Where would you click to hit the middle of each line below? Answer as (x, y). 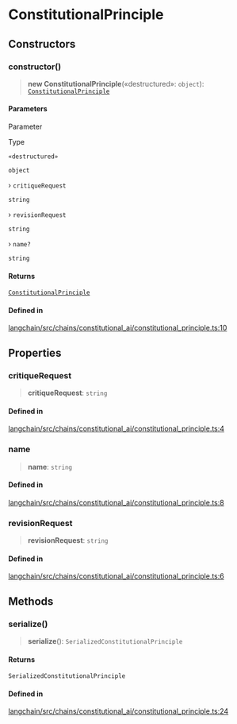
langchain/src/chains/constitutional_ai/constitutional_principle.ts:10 (118, 328)
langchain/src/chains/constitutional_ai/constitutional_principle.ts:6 (116, 576)
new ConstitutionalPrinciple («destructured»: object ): (116, 83)
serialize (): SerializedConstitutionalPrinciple (105, 641)
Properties (35, 352)
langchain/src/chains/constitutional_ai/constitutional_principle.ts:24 (118, 711)
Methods (31, 601)
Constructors (42, 44)
